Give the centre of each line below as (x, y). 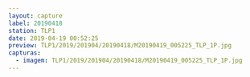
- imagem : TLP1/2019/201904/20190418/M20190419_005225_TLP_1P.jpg (129, 61)
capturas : (25, 53)
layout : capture (35, 16)
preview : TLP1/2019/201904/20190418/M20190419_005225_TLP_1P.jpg (120, 46)
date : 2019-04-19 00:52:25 (53, 38)
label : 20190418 (35, 23)
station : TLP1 (32, 30)
